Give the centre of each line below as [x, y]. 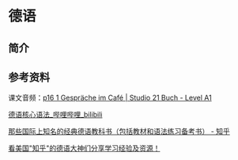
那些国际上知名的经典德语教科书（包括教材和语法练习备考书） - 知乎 [119, 131]
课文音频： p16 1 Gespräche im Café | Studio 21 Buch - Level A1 [110, 98]
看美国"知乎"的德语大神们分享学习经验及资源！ [84, 148]
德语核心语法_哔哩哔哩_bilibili [55, 115]
